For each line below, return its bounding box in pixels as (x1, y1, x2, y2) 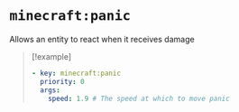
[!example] (31, 51, 72, 61)
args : (40, 85, 60, 95)
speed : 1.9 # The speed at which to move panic (48, 94, 230, 103)
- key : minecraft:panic (31, 69, 122, 78)
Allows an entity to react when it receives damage (9, 33, 196, 44)
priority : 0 (40, 77, 85, 86)
